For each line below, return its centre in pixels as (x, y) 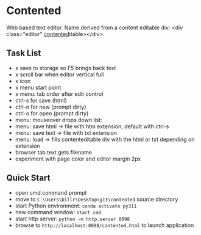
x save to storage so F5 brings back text (65, 68)
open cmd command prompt (51, 192)
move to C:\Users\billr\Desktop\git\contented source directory (97, 199)
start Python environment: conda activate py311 (76, 206)
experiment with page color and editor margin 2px (78, 159)
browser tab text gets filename (54, 152)
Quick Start (28, 178)
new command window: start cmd (58, 212)
